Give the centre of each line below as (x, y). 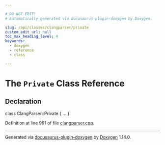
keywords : (15, 41)
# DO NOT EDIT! (21, 14)
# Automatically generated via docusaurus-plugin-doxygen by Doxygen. (79, 18)
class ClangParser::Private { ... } (37, 113)
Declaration (23, 101)
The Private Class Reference (65, 83)
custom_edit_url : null (28, 32)
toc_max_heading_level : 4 (31, 37)
